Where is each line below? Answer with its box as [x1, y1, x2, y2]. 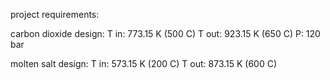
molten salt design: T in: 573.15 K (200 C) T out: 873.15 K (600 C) [10, 58, 278, 69]
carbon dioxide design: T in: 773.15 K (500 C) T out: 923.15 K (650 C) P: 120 [10, 28, 321, 39]
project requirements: [10, 9, 100, 20]
